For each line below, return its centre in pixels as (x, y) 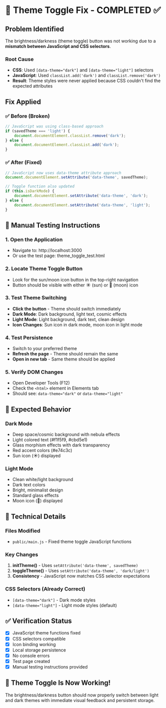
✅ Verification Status (39, 621)
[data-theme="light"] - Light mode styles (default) (65, 605)
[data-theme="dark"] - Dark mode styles (54, 600)
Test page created (31, 661)
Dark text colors (29, 485)
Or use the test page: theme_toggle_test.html (59, 256)
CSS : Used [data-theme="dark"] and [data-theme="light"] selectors (83, 70)
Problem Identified (35, 29)
